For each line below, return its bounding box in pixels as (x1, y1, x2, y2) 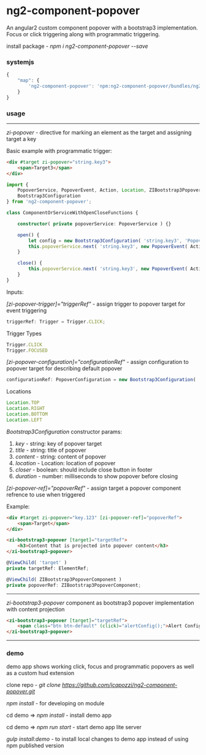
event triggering (6, 306, 47, 314)
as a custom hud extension (6, 670, 75, 677)
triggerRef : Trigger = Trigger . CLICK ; (6, 319, 105, 325)
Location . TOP (6, 400, 40, 406)
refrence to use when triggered (6, 490, 86, 498)
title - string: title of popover (15, 446, 86, 454)
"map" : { (17, 77, 40, 83)
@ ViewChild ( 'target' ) (6, 560, 67, 566)
